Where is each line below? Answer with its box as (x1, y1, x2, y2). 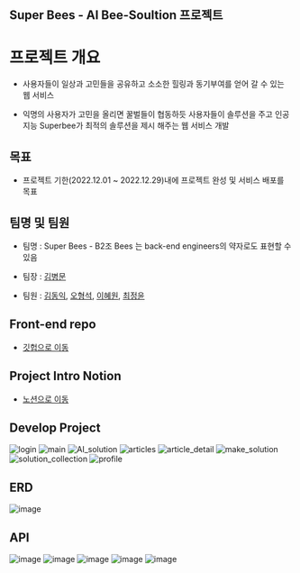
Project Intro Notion (9, 368, 122, 384)
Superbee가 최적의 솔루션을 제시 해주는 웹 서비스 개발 (39, 120, 230, 132)
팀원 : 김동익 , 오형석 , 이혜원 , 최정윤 (22, 290, 145, 301)
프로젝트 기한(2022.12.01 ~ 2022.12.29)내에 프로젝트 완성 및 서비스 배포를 (22, 175, 285, 186)
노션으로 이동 (22, 394, 69, 405)
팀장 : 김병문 (22, 270, 67, 281)
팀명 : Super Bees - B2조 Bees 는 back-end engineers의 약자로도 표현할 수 (22, 241, 292, 251)
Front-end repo (9, 317, 96, 332)
